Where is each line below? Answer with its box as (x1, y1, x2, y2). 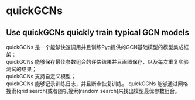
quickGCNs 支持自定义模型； (6, 73, 76, 80)
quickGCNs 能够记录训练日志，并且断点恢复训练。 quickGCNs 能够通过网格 (6, 80, 189, 87)
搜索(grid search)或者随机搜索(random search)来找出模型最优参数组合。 (6, 88, 180, 94)
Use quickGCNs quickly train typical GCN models (6, 27, 189, 37)
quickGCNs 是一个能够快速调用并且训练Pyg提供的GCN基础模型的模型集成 (6, 44, 184, 50)
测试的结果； (6, 65, 37, 73)
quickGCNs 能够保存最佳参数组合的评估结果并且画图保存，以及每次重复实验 (6, 58, 189, 65)
